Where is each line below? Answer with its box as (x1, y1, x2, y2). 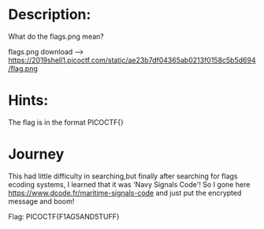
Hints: (8, 92, 49, 110)
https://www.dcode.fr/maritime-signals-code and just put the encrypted (8, 188, 242, 197)
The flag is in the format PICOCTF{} (8, 117, 125, 127)
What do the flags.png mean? (8, 32, 104, 41)
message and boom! (8, 196, 75, 206)
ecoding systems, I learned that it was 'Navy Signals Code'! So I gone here (8, 179, 251, 189)
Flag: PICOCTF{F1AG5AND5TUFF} (8, 212, 120, 221)
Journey (8, 145, 65, 163)
